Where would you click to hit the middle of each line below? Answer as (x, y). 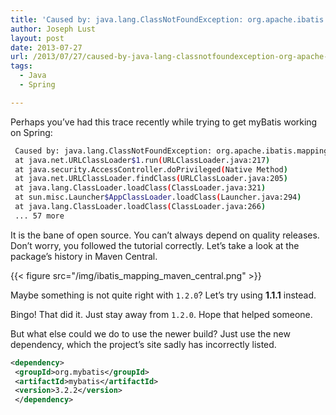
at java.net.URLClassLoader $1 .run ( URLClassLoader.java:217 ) (142, 160)
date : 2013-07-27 (46, 47)
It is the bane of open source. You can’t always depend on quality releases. (165, 235)
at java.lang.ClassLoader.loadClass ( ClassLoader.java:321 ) (140, 188)
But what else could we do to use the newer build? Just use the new (150, 333)
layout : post (37, 38)
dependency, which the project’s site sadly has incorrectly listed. (143, 344)
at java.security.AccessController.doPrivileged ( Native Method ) (151, 169)
